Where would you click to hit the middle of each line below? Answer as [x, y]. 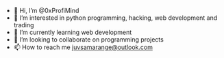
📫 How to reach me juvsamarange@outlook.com [83, 47]
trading [24, 25]
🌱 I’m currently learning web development [73, 32]
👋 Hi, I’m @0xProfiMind [46, 11]
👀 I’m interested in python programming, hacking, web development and [115, 18]
